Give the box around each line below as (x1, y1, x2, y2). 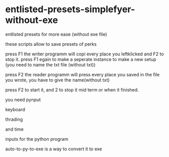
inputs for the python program (5, 136, 69, 142)
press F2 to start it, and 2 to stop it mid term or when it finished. (5, 86, 139, 92)
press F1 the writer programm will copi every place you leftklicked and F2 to (5, 51, 164, 57)
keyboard (5, 106, 25, 112)
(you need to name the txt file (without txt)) (5, 61, 96, 68)
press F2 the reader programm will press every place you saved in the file (5, 71, 160, 77)
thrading (5, 116, 23, 122)
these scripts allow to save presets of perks (5, 41, 97, 47)
